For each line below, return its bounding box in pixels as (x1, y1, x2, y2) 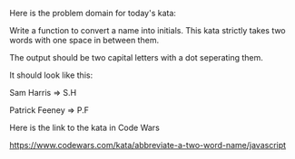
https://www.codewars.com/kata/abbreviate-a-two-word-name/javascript (9, 140, 287, 150)
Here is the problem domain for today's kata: (9, 8, 177, 18)
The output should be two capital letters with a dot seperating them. (9, 52, 263, 62)
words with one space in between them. (9, 35, 160, 45)
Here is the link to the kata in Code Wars (9, 122, 161, 133)
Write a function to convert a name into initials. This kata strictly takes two (9, 25, 286, 35)
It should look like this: (9, 70, 93, 80)
